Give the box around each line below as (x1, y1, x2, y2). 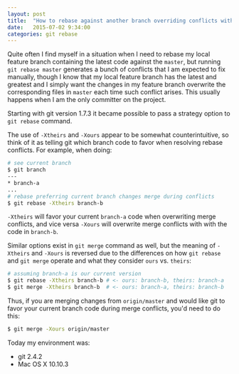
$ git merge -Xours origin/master (7, 325, 110, 333)
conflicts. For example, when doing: (7, 146, 112, 154)
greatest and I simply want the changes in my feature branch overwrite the (7, 80, 226, 89)
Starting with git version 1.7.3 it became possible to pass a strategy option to (7, 109, 230, 118)
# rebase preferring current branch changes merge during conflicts (7, 193, 215, 200)
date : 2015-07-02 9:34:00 (7, 24, 91, 31)
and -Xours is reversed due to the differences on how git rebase (31, 249, 221, 258)
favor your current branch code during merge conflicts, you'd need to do (7, 304, 221, 313)
